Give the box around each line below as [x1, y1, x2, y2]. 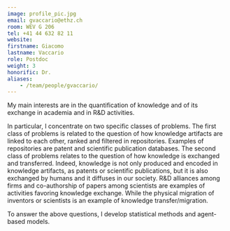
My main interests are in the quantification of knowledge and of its [7, 101, 198, 109]
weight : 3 [7, 62, 36, 69]
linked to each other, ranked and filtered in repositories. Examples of [7, 137, 204, 146]
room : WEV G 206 [7, 23, 55, 30]
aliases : [7, 75, 33, 83]
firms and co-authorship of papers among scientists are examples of [7, 181, 206, 190]
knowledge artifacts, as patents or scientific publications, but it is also [7, 167, 208, 175]
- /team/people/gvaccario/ [20, 82, 99, 89]
